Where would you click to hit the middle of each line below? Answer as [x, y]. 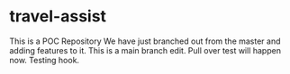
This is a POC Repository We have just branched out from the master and [145, 41]
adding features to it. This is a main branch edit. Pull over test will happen [145, 50]
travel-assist [58, 16]
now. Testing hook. [44, 60]
